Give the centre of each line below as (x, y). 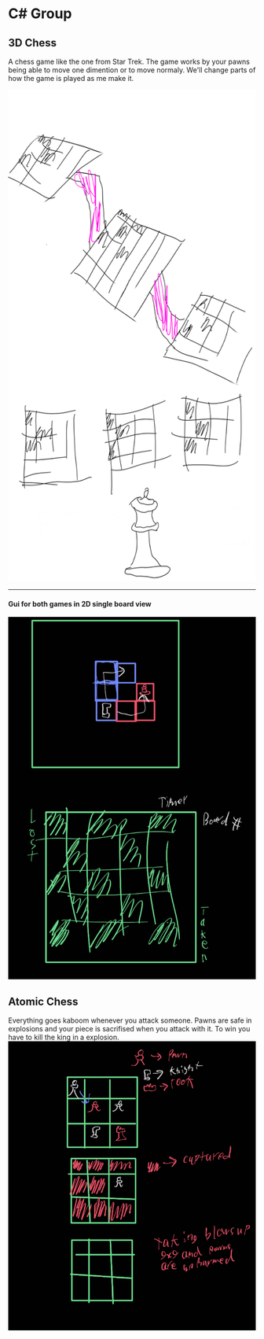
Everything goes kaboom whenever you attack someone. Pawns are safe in (130, 1020)
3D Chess (33, 43)
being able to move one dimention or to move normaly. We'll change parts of (132, 70)
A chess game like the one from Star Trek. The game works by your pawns (129, 61)
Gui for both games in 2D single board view (80, 603)
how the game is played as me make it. (71, 78)
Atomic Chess (43, 1001)
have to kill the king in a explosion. (64, 1037)
